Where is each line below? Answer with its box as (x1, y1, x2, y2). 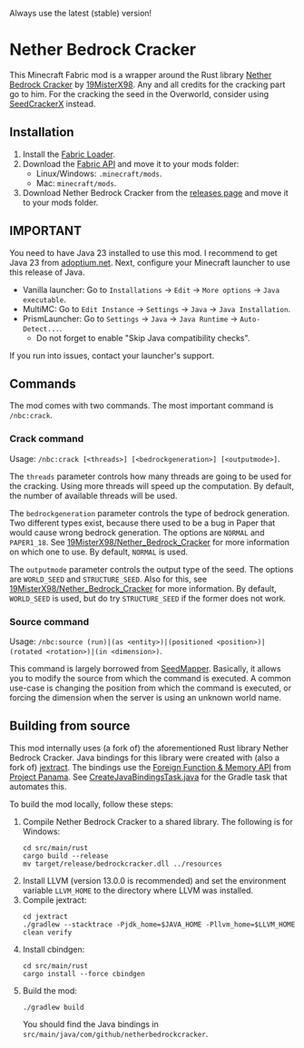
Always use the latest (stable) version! (9, 8, 152, 18)
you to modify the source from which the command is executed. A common (9, 672, 292, 683)
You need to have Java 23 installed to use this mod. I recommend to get (9, 247, 279, 258)
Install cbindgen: (22, 944, 85, 955)
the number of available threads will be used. (9, 490, 178, 501)
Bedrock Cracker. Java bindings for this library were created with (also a (9, 752, 279, 763)
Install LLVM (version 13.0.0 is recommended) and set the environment (22, 875, 287, 886)
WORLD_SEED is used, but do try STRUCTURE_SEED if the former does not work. (9, 593, 287, 603)
